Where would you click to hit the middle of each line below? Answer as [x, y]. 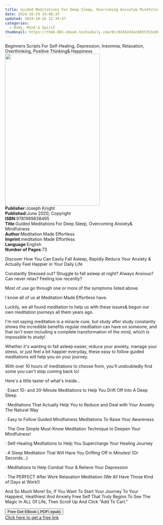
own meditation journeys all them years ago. [49, 312]
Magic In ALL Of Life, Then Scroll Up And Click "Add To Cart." [66, 502]
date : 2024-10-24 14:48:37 [32, 14]
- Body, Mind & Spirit [32, 28]
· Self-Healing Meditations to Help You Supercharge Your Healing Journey [79, 443]
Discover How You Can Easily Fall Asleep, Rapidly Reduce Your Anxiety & [78, 259]
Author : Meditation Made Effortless [40, 234]
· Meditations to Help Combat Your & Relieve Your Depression [66, 467]
